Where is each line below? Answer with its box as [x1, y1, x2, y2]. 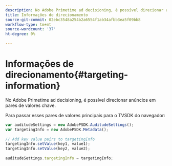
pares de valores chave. [5, 102, 56, 108]
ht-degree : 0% [5, 31, 36, 36]
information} [5, 80, 60, 91]
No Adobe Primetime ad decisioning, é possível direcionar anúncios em [5, 97, 156, 103]
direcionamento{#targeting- [5, 69, 128, 81]
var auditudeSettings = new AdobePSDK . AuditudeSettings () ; [5, 122, 134, 127]
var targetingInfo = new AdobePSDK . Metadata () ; [5, 127, 109, 132]
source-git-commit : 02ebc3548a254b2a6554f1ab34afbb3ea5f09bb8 [5, 17, 141, 22]
